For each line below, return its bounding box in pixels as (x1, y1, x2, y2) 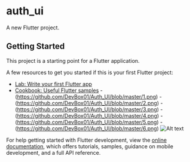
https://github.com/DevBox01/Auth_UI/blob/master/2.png (17, 99, 157, 106)
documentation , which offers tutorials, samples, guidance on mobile (6, 142, 173, 150)
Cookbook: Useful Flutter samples (14, 87, 99, 94)
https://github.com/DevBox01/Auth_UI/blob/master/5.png (17, 118, 157, 126)
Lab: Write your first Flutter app (14, 80, 93, 87)
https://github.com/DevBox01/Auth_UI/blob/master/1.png (17, 93, 157, 100)
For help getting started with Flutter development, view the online (6, 136, 167, 143)
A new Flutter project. (6, 24, 60, 31)
